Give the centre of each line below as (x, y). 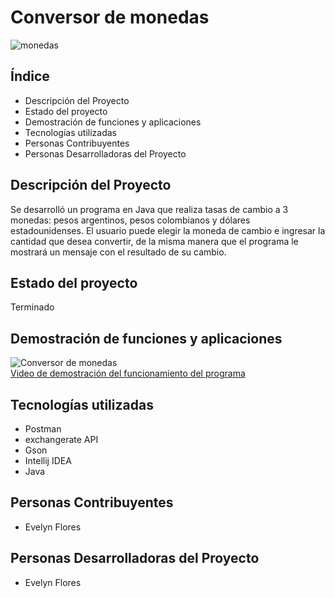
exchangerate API (61, 439)
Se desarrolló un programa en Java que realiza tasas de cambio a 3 (149, 209)
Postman (43, 429)
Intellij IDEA (48, 460)
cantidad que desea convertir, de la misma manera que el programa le (154, 241)
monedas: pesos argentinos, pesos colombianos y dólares (130, 220)
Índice (30, 76)
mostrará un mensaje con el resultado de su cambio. (118, 252)
